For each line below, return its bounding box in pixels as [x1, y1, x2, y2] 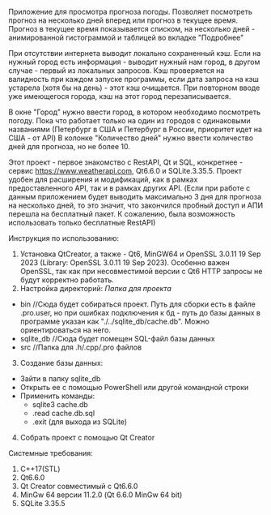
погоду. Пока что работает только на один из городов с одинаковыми [8, 116, 251, 125]
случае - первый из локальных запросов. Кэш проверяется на [8, 66, 225, 75]
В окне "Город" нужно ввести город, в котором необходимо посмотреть [8, 107, 261, 117]
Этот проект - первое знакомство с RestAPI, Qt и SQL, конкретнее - [8, 157, 243, 167]
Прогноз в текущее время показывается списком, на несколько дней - [8, 24, 256, 33]
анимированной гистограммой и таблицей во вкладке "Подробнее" [8, 32, 244, 42]
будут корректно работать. [19, 275, 115, 285]
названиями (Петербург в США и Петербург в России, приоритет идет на [8, 125, 263, 134]
